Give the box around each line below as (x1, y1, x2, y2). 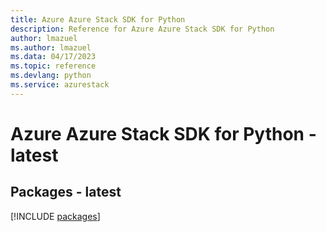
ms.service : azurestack (10, 80, 110, 90)
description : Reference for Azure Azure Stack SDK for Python (10, 24, 275, 34)
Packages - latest (10, 184, 122, 201)
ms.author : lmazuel (10, 42, 92, 53)
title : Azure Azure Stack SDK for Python (10, 14, 186, 25)
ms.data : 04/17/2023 (10, 52, 97, 62)
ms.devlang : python (10, 71, 92, 81)
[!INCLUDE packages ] (10, 210, 101, 222)
